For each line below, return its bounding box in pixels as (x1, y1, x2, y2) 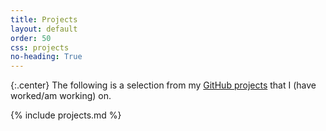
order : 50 (10, 33, 52, 43)
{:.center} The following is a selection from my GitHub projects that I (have (10, 79, 317, 91)
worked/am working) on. (10, 90, 112, 102)
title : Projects (10, 14, 78, 25)
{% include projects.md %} (10, 109, 122, 121)
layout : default (10, 24, 78, 34)
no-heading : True (10, 52, 83, 62)
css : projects (10, 42, 70, 53)
